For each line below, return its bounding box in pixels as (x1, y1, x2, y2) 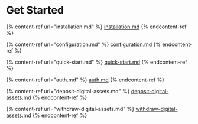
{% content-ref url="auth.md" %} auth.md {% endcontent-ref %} (6, 76, 164, 83)
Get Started (6, 4, 64, 17)
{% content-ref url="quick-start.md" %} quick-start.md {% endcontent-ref (6, 58, 187, 66)
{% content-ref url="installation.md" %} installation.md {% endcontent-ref (6, 23, 187, 30)
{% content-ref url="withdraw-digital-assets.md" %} (6, 105, 135, 112)
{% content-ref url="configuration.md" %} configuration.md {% (6, 41, 161, 48)
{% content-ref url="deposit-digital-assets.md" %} (6, 87, 130, 94)
